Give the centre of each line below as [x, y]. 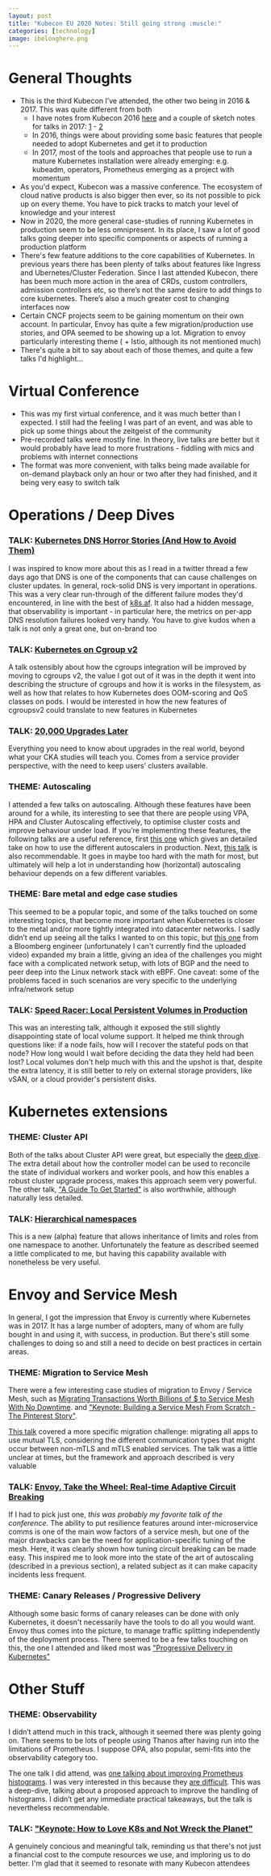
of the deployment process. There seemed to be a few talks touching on [128, 1639]
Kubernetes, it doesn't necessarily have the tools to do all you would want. [132, 1622]
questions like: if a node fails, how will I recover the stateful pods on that [128, 1045]
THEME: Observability [53, 1714]
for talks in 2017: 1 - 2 [67, 127]
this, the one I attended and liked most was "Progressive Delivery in [121, 1648]
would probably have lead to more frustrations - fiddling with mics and [137, 448]
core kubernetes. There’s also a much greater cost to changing [125, 299]
